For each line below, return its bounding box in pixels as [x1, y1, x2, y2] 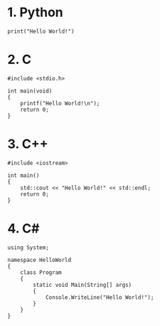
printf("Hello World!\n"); [20, 100, 100, 107]
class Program [20, 268, 62, 276]
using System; [7, 243, 50, 251]
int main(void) [7, 87, 53, 95]
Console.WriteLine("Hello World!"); [45, 293, 154, 301]
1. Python [7, 4, 64, 21]
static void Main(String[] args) [33, 281, 132, 288]
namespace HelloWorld [7, 256, 72, 263]
